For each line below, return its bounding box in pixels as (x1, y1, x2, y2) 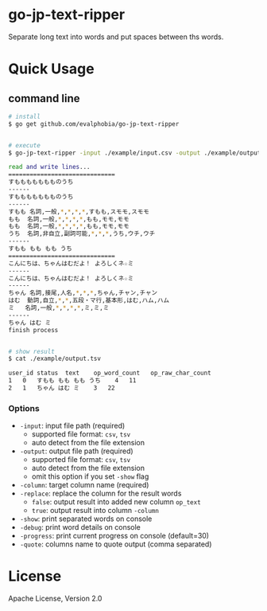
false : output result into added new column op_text (31, 497, 201, 507)
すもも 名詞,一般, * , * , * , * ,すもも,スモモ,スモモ (8, 207, 149, 216)
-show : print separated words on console (19, 514, 153, 523)
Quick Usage (8, 60, 95, 78)
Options (8, 402, 40, 413)
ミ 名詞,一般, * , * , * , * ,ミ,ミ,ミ (8, 304, 110, 312)
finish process (8, 326, 59, 334)
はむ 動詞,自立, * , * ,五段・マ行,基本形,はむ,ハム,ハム (8, 296, 169, 304)
